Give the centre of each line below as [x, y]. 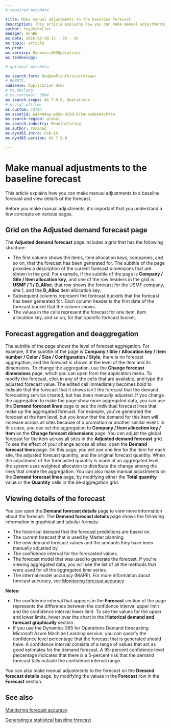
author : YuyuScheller [28, 29]
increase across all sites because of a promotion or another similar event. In [85, 422]
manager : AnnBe [21, 34]
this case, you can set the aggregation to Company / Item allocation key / [83, 428]
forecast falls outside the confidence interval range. [67, 661]
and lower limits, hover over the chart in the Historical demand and [83, 617]
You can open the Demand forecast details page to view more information [84, 511]
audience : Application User [35, 86]
